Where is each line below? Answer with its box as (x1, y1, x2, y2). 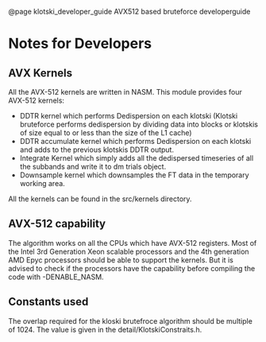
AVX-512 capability (8, 217, 106, 231)
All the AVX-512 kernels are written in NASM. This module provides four (8, 87, 242, 96)
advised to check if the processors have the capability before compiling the (8, 263, 256, 273)
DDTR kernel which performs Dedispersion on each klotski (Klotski (19, 111, 238, 120)
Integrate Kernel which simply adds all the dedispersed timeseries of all (19, 154, 254, 162)
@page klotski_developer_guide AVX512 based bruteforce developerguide (8, 7, 251, 16)
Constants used (8, 295, 89, 309)
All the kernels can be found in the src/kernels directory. (8, 194, 192, 204)
